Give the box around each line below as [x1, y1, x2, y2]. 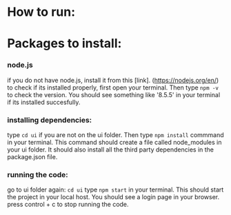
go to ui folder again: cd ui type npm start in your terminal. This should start [7, 185, 224, 194]
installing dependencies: [7, 115, 92, 125]
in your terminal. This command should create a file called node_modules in [7, 138, 222, 146]
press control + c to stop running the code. [7, 201, 129, 209]
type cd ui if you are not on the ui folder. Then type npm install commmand [7, 130, 224, 139]
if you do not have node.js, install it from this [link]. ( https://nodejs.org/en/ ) [7, 76, 219, 84]
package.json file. [7, 152, 58, 161]
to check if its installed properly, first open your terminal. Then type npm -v [7, 83, 219, 92]
